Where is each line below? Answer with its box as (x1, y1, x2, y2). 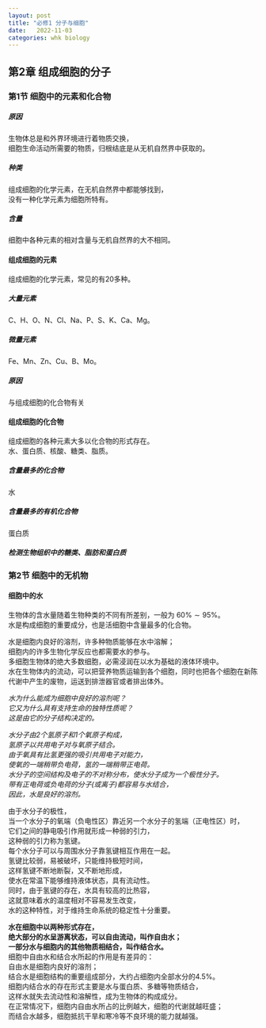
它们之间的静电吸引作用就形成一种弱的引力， (8, 826, 154, 835)
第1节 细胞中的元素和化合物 (8, 90, 112, 101)
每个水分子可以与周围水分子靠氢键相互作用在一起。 (8, 846, 175, 855)
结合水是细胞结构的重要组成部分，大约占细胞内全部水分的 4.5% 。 (8, 972, 220, 981)
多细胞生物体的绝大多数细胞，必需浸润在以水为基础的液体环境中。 (8, 656, 223, 666)
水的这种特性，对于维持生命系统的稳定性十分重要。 (8, 905, 175, 915)
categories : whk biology (8, 33, 90, 42)
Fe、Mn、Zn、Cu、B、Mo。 (8, 356, 101, 365)
